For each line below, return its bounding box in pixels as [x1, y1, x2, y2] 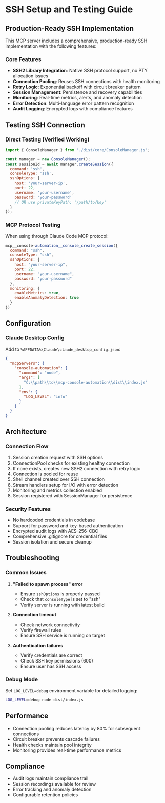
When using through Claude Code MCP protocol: [5, 233, 109, 239]
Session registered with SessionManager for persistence [12, 492, 133, 498]
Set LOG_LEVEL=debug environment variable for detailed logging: [5, 687, 138, 693]
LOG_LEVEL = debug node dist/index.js [5, 697, 84, 702]
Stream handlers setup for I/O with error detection [12, 481, 119, 488]
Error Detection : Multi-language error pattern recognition [12, 100, 134, 106]
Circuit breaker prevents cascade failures [12, 736, 100, 742]
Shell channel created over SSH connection [12, 476, 105, 483]
